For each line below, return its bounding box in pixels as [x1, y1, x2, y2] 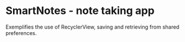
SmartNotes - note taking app [5, 4, 155, 17]
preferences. [5, 29, 37, 36]
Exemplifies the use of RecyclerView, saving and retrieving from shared [5, 23, 180, 30]
